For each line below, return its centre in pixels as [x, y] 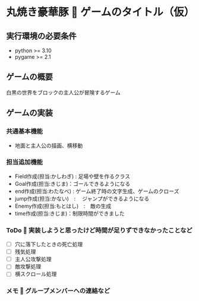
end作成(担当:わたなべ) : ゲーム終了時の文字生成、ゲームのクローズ [97, 191]
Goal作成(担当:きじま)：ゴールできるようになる [72, 183]
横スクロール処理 [36, 274]
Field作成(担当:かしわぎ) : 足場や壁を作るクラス [72, 176]
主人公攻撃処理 [33, 259]
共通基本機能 [25, 131]
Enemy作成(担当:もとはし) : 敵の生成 [63, 206]
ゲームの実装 [30, 113]
